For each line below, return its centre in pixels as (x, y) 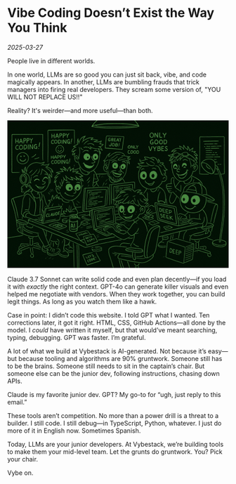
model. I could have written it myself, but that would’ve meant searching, (112, 330)
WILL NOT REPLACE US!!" (45, 97)
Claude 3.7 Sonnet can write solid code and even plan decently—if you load (117, 279)
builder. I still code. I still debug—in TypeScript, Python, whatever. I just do (114, 423)
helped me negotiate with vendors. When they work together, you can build (116, 294)
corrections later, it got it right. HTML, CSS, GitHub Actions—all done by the (117, 322)
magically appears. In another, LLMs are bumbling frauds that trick (104, 81)
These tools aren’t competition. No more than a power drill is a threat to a (113, 415)
